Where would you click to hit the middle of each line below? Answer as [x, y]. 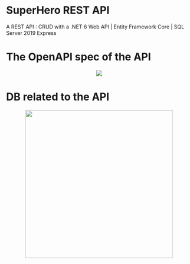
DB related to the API [58, 97]
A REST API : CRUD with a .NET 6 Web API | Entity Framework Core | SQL [95, 27]
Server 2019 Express [31, 33]
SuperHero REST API [58, 10]
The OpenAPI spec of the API [79, 57]
